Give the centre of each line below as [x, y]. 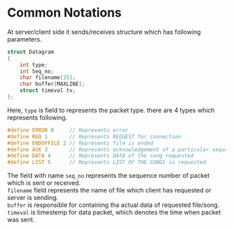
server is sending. [33, 198]
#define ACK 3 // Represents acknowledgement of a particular [108, 149]
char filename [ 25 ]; [48, 77]
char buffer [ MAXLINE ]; [52, 84]
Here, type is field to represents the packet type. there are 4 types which [111, 110]
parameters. [25, 39]
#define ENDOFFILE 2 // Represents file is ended [80, 143]
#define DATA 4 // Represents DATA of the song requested [101, 156]
